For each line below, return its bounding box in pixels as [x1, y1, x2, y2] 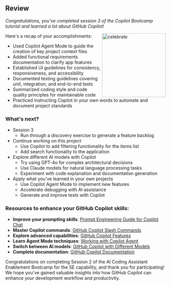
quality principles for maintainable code [12, 91, 96, 98]
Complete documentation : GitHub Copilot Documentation [12, 249, 135, 255]
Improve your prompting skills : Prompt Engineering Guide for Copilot [12, 217, 159, 223]
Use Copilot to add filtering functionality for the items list [20, 143, 139, 150]
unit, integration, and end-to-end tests [12, 81, 93, 87]
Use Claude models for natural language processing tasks [20, 165, 142, 171]
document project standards [12, 102, 72, 109]
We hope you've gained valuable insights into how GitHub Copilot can [5, 270, 152, 276]
